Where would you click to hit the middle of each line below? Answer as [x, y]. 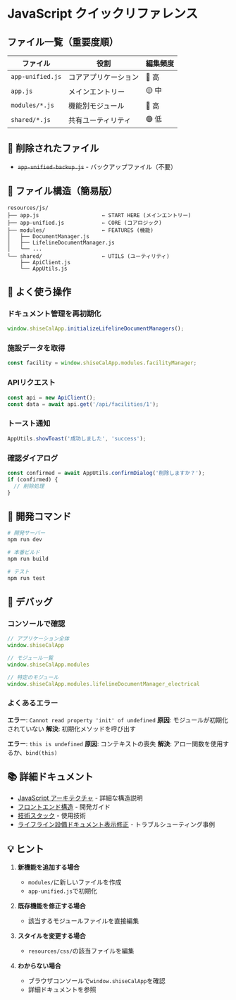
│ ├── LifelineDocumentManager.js [61, 242]
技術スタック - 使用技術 [52, 816]
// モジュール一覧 [30, 658]
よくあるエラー [33, 703]
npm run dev [25, 540]
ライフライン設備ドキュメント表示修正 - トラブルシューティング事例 [116, 825]
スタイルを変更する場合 [51, 936]
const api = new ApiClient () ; [52, 397]
